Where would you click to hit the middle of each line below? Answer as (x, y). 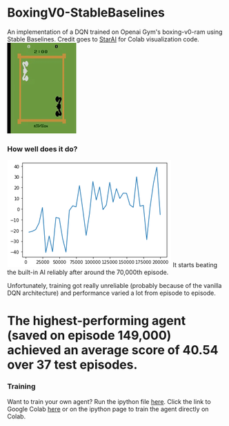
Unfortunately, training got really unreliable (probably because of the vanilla (114, 286)
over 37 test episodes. (72, 365)
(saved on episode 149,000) (89, 336)
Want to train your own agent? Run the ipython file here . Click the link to (109, 401)
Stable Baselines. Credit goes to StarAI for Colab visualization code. (103, 39)
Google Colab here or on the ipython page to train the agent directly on (108, 409)
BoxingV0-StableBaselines (86, 13)
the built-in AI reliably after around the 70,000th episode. (88, 272)
